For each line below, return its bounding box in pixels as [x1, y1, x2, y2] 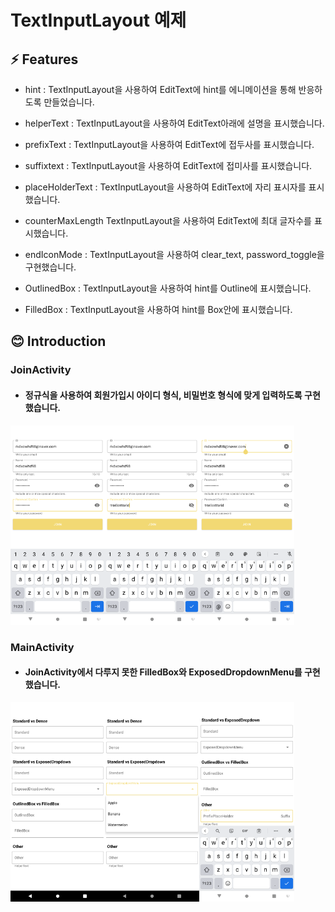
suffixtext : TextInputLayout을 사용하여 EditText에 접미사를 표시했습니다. [24, 160, 313, 171]
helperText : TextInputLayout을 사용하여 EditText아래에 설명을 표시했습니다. [24, 117, 325, 129]
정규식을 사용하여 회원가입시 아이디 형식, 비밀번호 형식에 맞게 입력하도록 [24, 389, 303, 401]
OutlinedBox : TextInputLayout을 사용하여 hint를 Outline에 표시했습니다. [24, 282, 312, 294]
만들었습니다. [43, 96, 95, 108]
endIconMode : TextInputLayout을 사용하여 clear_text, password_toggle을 [24, 249, 325, 260]
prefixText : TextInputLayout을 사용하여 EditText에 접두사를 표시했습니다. [24, 139, 315, 150]
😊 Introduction [10, 333, 107, 350]
